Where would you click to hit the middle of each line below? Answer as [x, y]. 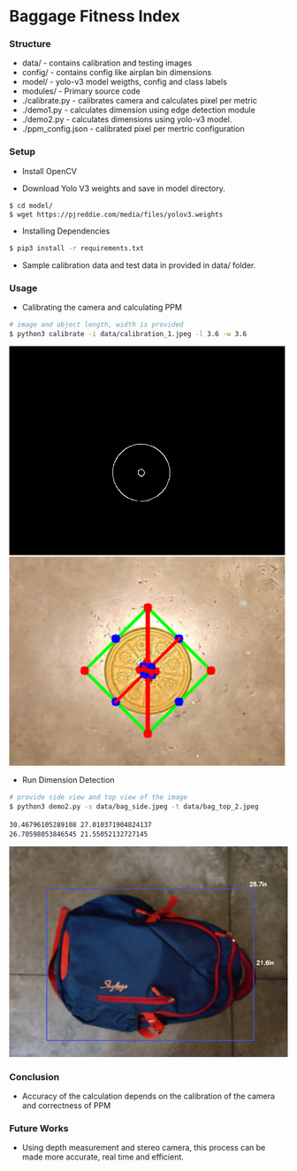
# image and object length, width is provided [96, 325]
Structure [30, 44]
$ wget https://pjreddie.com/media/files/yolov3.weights [116, 214]
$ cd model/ [31, 205]
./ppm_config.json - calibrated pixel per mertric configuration [133, 129]
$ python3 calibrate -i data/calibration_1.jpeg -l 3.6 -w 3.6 [128, 333]
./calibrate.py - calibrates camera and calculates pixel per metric [140, 101]
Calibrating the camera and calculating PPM [102, 307]
